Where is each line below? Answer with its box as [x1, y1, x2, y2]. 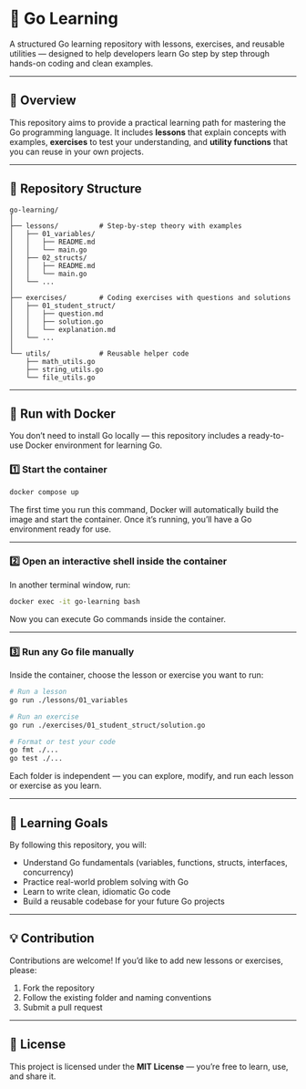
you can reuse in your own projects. [9, 146, 144, 157]
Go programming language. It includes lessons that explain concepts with [9, 127, 287, 138]
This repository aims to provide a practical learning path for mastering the [9, 117, 287, 128]
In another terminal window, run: [9, 579, 131, 590]
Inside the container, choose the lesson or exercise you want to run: [9, 669, 264, 680]
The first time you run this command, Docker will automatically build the [9, 503, 280, 514]
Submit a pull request [22, 1001, 103, 1012]
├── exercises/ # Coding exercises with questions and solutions [9, 293, 291, 302]
